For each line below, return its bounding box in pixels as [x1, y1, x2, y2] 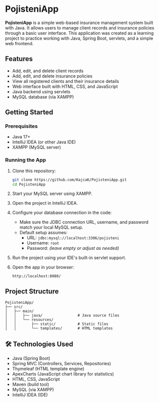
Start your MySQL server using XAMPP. [12, 190, 93, 197]
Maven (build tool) [12, 381, 50, 387]
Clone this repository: [12, 168, 56, 174]
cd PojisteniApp [12, 182, 46, 187]
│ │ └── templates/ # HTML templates [5, 326, 113, 331]
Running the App [5, 157, 46, 163]
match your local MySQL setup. [19, 224, 83, 230]
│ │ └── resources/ [5, 318, 54, 322]
